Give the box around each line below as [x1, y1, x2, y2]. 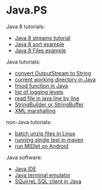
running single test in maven [14, 136, 84, 143]
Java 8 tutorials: [6, 23, 45, 30]
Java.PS [6, 4, 47, 17]
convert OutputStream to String [14, 69, 91, 76]
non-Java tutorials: [6, 118, 52, 125]
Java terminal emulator [14, 171, 71, 178]
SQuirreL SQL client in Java [14, 178, 81, 185]
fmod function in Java [14, 82, 68, 89]
